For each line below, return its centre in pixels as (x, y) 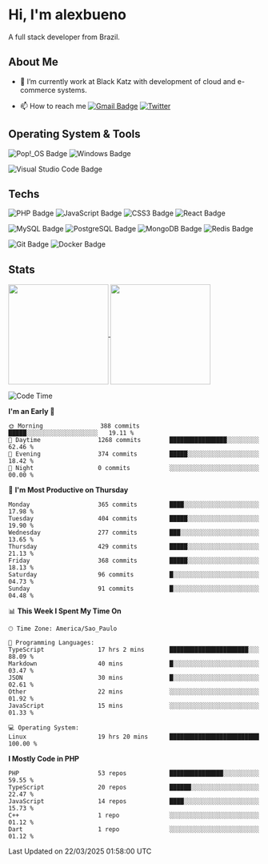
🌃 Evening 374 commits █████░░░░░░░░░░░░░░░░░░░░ (134, 454)
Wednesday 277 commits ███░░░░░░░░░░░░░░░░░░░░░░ (134, 533)
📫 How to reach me (53, 106)
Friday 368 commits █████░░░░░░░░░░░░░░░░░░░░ (134, 561)
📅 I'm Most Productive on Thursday (68, 490)
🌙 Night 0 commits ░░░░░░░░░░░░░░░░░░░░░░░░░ (134, 468)
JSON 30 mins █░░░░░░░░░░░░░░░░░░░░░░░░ (134, 678)
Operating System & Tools (75, 134)
